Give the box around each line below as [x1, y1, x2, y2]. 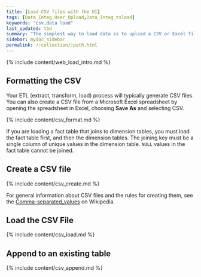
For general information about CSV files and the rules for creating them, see [6, 191, 193, 199]
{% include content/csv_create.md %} [6, 180, 100, 187]
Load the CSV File [6, 215, 74, 225]
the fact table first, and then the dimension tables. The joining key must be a [6, 134, 194, 141]
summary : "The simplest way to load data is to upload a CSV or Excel [6, 31, 186, 37]
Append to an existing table [6, 248, 111, 258]
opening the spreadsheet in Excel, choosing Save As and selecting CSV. [6, 104, 184, 111]
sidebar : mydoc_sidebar [6, 36, 66, 42]
